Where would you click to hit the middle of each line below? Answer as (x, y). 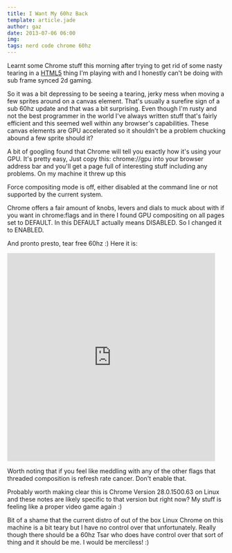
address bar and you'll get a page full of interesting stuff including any (107, 166)
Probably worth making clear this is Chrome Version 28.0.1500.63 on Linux (113, 492)
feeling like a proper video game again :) (65, 507)
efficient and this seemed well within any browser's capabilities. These (108, 123)
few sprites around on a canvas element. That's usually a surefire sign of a (114, 101)
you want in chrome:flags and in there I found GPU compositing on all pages (116, 215)
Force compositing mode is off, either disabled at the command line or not (113, 187)
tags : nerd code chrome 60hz (49, 46)
